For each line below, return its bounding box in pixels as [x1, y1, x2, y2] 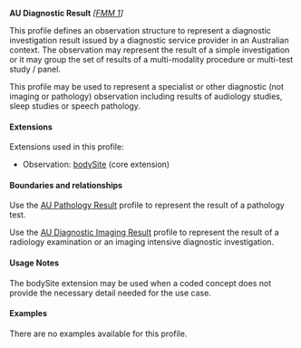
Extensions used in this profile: [9, 141, 124, 152]
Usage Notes [9, 257, 60, 268]
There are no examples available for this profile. [9, 328, 188, 339]
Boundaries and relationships [9, 179, 123, 190]
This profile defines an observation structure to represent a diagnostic [9, 25, 272, 35]
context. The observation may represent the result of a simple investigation [9, 44, 290, 55]
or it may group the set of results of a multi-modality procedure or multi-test [9, 54, 294, 64]
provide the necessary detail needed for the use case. [9, 287, 211, 298]
